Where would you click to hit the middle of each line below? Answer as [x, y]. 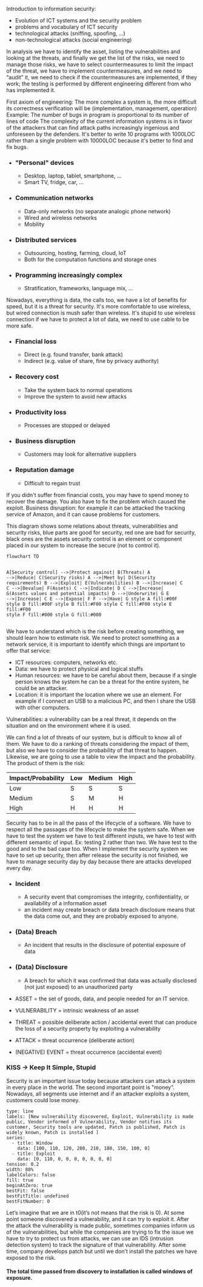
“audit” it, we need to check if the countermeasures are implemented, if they [102, 77]
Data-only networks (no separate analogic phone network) [97, 211]
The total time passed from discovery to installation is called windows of [99, 1271]
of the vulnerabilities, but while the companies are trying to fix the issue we [100, 1232]
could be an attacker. [42, 688]
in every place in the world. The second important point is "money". [91, 1087]
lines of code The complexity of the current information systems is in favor [99, 121]
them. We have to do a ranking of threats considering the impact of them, [98, 743]
